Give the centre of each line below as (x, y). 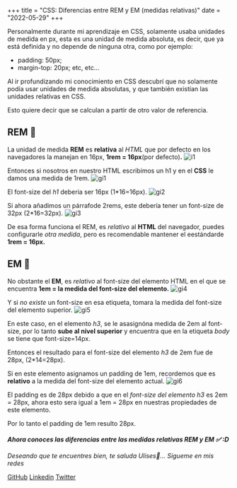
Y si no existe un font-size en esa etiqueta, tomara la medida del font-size (115, 302)
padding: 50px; (40, 60)
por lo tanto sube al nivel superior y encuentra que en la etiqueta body (126, 331)
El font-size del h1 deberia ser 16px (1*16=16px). (77, 192)
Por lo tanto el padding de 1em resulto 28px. (72, 423)
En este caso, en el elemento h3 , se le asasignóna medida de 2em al (107, 323)
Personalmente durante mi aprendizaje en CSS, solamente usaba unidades (116, 31)
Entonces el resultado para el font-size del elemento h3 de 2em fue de (110, 352)
